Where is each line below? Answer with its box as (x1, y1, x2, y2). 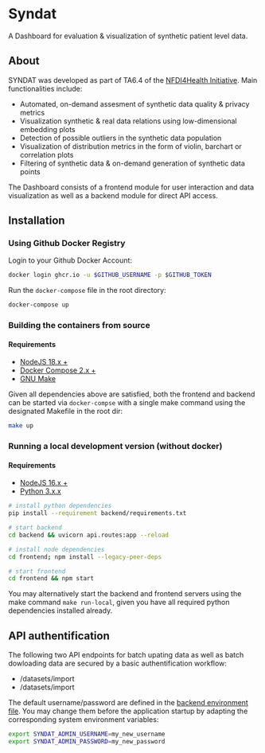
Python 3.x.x (19, 486, 61, 496)
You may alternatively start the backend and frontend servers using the (8, 589, 242, 599)
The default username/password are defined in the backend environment (8, 698, 248, 708)
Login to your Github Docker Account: (8, 256, 133, 265)
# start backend (8, 524, 62, 532)
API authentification (8, 629, 110, 642)
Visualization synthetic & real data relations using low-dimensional (19, 116, 237, 126)
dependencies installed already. (8, 606, 113, 615)
